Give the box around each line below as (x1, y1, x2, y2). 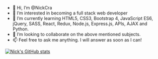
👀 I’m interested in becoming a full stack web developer (12, 10, 128, 16)
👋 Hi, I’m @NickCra (12, 5, 52, 10)
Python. (12, 26, 29, 32)
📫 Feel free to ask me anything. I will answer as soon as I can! (12, 37, 142, 42)
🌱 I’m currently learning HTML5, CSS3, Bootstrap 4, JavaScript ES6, (12, 15, 153, 21)
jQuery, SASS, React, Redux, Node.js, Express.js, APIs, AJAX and (12, 20, 147, 26)
